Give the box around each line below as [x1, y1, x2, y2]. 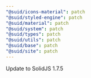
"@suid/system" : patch [5, 25, 64, 32]
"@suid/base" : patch [5, 43, 59, 49]
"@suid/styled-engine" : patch [5, 15, 83, 21]
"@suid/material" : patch [5, 20, 69, 26]
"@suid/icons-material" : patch [5, 8, 86, 15]
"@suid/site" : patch [5, 48, 59, 54]
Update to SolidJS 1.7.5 [5, 65, 64, 72]
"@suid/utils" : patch [5, 37, 61, 43]
